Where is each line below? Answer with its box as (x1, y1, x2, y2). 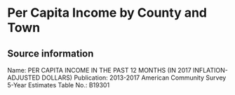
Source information (7, 47, 94, 59)
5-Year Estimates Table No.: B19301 (7, 81, 110, 89)
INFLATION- (192, 66, 228, 74)
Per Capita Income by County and (7, 5, 207, 21)
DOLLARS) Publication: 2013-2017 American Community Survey (41, 73, 227, 82)
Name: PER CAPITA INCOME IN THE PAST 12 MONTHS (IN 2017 (7, 66, 192, 74)
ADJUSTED (7, 73, 41, 82)
